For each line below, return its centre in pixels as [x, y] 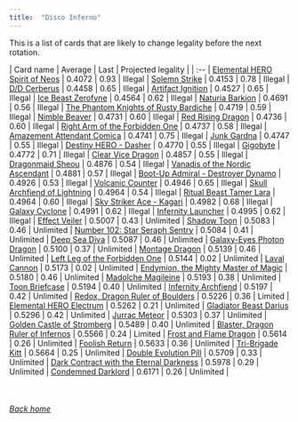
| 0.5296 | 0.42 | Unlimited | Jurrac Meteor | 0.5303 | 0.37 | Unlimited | [138, 315]
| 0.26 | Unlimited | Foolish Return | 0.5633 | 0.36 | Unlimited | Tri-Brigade [144, 343]
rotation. [24, 52]
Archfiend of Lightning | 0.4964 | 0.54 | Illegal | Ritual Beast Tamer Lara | [142, 192]
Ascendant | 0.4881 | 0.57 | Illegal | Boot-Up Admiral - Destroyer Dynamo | [145, 173]
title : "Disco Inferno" [55, 17]
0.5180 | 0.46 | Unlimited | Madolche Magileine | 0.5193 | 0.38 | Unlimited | [145, 277]
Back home [30, 409]
